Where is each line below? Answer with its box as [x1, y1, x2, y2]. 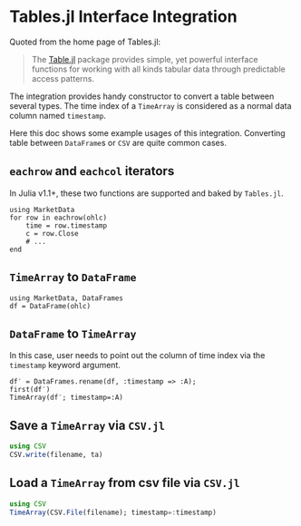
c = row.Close [25, 229, 79, 238]
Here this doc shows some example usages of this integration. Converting [9, 127, 286, 138]
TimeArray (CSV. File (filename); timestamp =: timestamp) [9, 508, 218, 517]
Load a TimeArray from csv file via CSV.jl [9, 475, 240, 491]
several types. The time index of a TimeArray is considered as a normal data [9, 100, 292, 111]
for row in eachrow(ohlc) [9, 213, 107, 222]
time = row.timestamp [25, 220, 107, 230]
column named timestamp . [9, 110, 107, 121]
